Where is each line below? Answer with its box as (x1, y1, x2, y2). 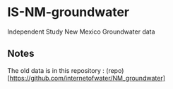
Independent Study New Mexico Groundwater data (7, 27, 155, 36)
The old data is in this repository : (7, 66, 105, 74)
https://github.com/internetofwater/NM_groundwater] (9, 74, 166, 82)
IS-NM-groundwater (7, 4, 129, 20)
